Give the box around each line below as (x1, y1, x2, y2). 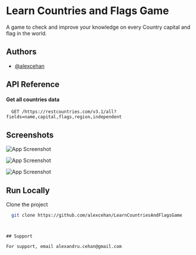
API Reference (6, 79, 60, 89)
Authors (6, 47, 37, 57)
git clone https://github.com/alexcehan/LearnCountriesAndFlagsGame (11, 212, 183, 218)
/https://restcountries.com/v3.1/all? (21, 109, 117, 115)
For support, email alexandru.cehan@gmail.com (6, 243, 122, 249)
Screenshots (6, 130, 54, 140)
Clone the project (6, 201, 48, 208)
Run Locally (6, 185, 50, 195)
